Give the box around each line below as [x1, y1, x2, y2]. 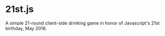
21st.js [5, 3, 34, 15]
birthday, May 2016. [5, 25, 47, 31]
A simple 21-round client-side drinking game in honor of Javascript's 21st [5, 20, 160, 26]
